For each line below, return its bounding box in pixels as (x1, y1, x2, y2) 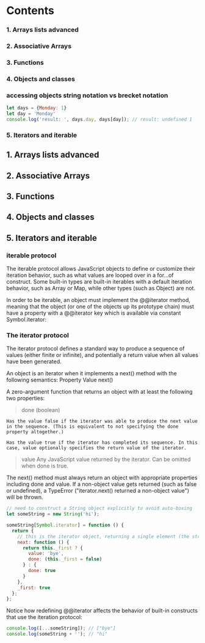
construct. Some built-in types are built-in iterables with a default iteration (6, 277, 192, 285)
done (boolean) (21, 406, 60, 414)
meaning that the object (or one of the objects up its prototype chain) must (6, 303, 194, 310)
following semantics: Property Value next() (6, 377, 113, 384)
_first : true (17, 584, 51, 590)
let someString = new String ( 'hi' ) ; (6, 511, 99, 517)
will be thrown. (6, 493, 44, 501)
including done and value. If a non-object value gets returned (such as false (6, 480, 197, 488)
